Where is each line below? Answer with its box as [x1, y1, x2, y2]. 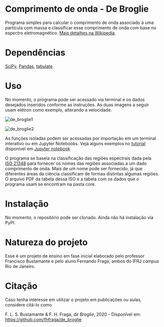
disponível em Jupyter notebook [5, 146, 70, 152]
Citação [5, 280, 38, 291]
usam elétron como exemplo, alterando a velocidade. [5, 107, 112, 113]
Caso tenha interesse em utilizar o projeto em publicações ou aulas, [5, 297, 142, 303]
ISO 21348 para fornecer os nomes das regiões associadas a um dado [5, 160, 147, 166]
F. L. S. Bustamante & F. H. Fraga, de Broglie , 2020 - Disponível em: [5, 311, 141, 317]
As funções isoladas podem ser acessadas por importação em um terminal [5, 135, 157, 141]
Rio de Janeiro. [5, 263, 36, 269]
